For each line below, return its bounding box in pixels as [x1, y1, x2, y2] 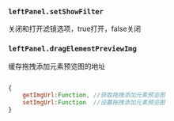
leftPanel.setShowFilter [8, 7, 104, 16]
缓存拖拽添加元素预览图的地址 [8, 61, 105, 70]
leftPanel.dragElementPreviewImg [8, 44, 137, 54]
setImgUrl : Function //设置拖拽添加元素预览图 [22, 99, 165, 107]
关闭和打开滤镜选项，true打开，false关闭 [8, 24, 142, 34]
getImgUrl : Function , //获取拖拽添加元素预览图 [22, 91, 165, 100]
